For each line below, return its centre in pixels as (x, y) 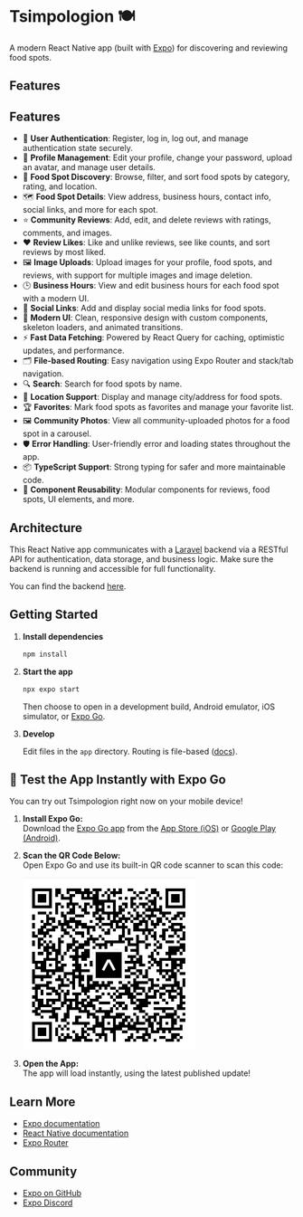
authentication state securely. (77, 148)
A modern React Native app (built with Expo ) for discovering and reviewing (148, 48)
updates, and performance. (73, 351)
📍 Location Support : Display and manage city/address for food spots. (152, 397)
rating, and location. (60, 186)
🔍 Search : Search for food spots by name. (102, 384)
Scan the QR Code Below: (71, 856)
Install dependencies (63, 636)
